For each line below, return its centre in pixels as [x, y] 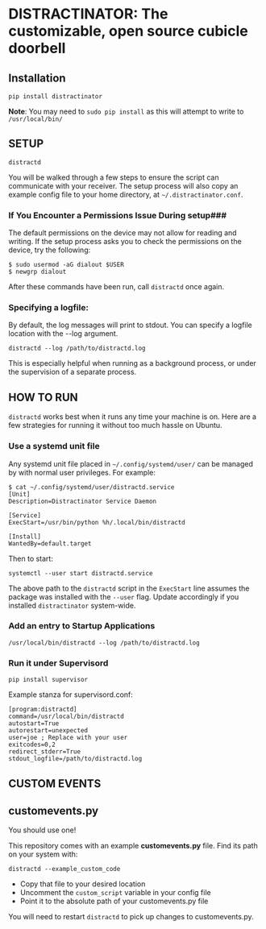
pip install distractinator [56, 97]
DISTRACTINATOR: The [88, 14]
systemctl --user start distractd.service [81, 573]
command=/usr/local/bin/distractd [66, 717]
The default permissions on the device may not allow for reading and [123, 233]
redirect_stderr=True [45, 752]
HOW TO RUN [43, 397]
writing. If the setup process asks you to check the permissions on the [125, 242]
